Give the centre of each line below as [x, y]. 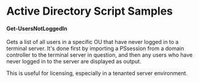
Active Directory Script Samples [90, 11]
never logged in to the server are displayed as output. [74, 62]
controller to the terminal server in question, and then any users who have [99, 55]
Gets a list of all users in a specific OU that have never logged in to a [92, 42]
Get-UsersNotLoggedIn [37, 28]
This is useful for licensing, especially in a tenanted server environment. [97, 73]
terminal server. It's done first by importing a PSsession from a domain [95, 49]
